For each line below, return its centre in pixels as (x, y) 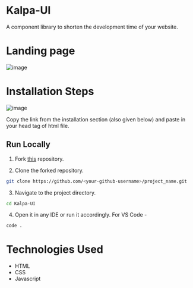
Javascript (28, 279)
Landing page (41, 51)
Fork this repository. (39, 159)
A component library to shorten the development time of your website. (92, 27)
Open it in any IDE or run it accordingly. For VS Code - (81, 215)
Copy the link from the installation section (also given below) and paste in (96, 119)
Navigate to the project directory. (55, 192)
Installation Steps (50, 91)
